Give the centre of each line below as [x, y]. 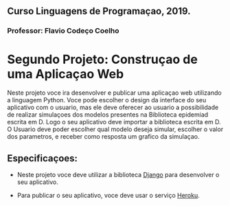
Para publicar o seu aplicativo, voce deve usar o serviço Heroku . [108, 196]
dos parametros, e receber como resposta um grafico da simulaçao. [104, 137]
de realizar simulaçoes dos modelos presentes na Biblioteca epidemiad [108, 115]
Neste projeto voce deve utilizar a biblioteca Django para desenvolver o [118, 175]
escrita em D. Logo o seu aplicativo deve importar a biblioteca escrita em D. [114, 122]
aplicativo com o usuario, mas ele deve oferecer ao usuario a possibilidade [113, 107]
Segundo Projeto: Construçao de [102, 59]
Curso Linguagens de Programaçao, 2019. [99, 11]
